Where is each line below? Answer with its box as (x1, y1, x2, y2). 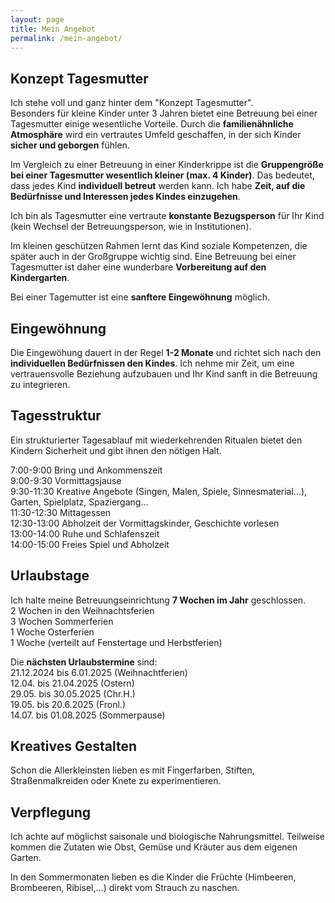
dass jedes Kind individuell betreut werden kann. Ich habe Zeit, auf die (10, 180, 306, 192)
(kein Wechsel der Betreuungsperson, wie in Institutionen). (10, 221, 252, 233)
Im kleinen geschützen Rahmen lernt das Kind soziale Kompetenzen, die (10, 240, 308, 252)
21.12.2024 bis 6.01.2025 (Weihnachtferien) (10, 666, 188, 678)
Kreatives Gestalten (10, 738, 137, 755)
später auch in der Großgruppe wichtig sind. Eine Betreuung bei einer (10, 251, 297, 263)
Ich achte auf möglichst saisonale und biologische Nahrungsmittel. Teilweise (10, 831, 325, 843)
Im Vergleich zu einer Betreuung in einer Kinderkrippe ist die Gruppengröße (10, 159, 324, 171)
